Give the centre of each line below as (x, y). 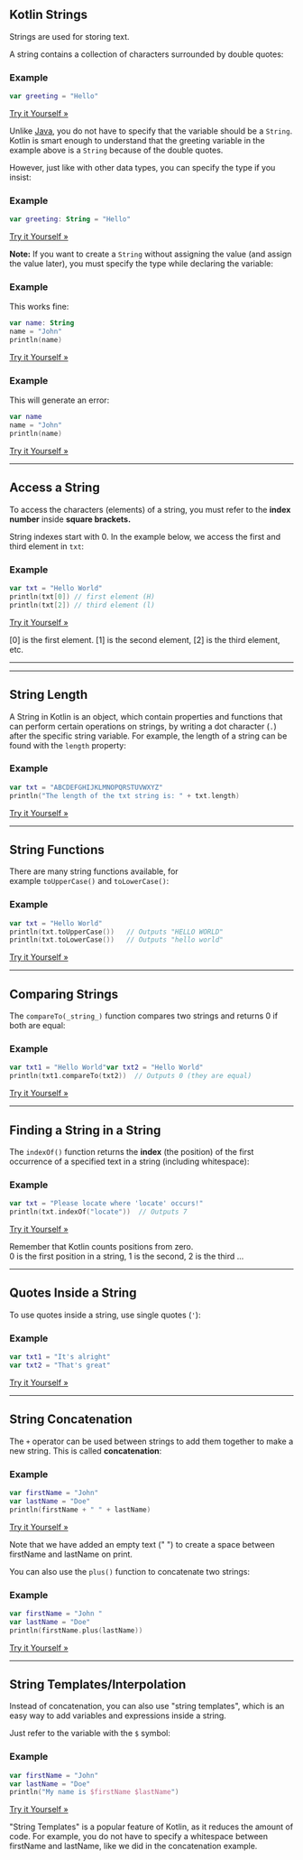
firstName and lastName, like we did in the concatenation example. (133, 1846)
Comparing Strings (64, 994)
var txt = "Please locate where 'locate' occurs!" (106, 1204)
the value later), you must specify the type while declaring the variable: (141, 264)
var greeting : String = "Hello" (70, 219)
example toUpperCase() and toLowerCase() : (89, 881)
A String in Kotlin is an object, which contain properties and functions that (146, 716)
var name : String (42, 323)
